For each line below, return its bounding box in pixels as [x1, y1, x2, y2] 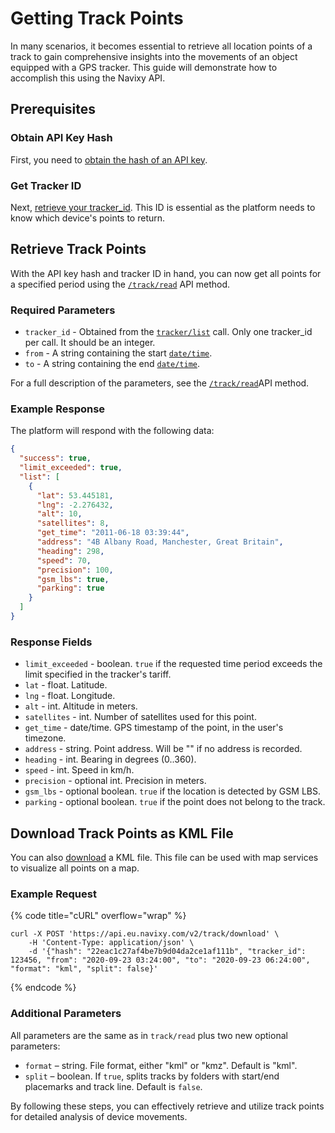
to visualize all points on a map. [10, 862, 140, 874]
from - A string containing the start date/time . [24, 347, 213, 359]
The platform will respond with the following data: [10, 425, 215, 437]
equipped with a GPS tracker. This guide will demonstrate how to [10, 61, 278, 73]
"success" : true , [19, 453, 92, 464]
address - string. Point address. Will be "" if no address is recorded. [24, 743, 303, 755]
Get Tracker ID [10, 178, 82, 192]
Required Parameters [10, 303, 116, 317]
